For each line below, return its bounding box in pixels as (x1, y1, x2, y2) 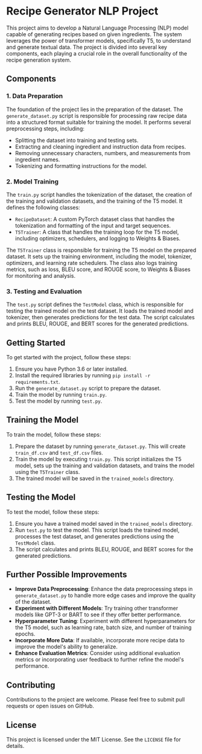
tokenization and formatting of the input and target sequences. (14, 222, 171, 229)
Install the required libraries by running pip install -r (14, 372, 151, 379)
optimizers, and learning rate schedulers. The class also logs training (6, 259, 178, 266)
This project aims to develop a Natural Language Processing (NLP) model (6, 24, 189, 31)
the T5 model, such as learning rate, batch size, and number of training (14, 624, 192, 631)
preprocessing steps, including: (6, 125, 85, 132)
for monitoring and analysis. (6, 272, 76, 279)
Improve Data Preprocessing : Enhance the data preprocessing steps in (14, 586, 193, 593)
